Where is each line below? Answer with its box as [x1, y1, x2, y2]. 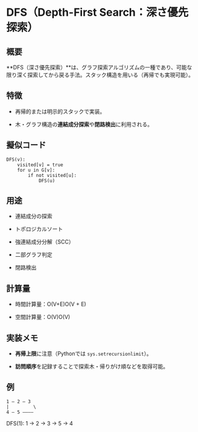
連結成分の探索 [14, 213, 53, 220]
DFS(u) [38, 178, 56, 184]
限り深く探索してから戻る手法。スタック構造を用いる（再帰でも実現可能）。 [6, 71, 194, 79]
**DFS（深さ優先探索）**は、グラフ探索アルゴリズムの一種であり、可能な [6, 64, 193, 71]
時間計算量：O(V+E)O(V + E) [14, 300, 86, 308]
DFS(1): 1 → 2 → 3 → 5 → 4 [6, 419, 74, 427]
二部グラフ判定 [14, 251, 53, 259]
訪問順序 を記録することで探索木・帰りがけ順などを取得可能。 [14, 363, 169, 370]
